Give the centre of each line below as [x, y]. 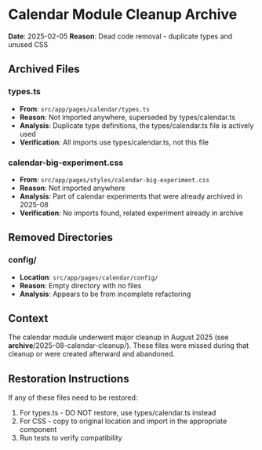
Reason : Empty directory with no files [80, 285]
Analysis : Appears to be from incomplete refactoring [105, 294]
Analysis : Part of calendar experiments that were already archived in [131, 196]
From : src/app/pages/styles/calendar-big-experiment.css [115, 179]
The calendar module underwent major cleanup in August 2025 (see [118, 337]
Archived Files [44, 70]
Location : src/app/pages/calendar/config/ [89, 277]
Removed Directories [61, 238]
